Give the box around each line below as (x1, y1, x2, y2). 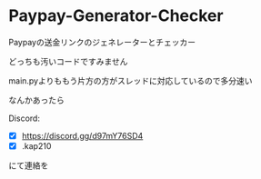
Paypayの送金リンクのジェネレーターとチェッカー (8, 36, 196, 47)
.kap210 (21, 141, 52, 151)
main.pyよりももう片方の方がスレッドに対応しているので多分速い (8, 75, 253, 86)
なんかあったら (8, 94, 65, 105)
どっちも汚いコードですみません (8, 55, 128, 66)
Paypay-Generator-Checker (8, 5, 224, 26)
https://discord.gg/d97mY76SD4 (21, 130, 144, 141)
